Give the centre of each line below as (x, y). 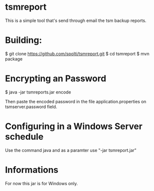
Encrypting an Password (56, 79)
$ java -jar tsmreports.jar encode (38, 92)
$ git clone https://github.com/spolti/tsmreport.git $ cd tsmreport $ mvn (77, 54)
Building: (24, 40)
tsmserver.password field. (31, 107)
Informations (32, 170)
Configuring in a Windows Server (74, 126)
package (14, 59)
